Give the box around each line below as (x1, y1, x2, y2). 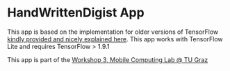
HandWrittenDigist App (7, 5, 145, 21)
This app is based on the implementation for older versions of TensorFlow (7, 28, 219, 36)
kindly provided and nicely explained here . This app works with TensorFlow (7, 34, 224, 43)
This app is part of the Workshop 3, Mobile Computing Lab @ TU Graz (7, 55, 208, 63)
